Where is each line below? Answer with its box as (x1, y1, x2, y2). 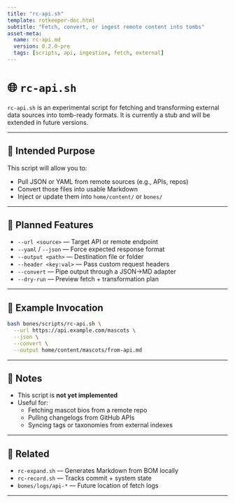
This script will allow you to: (7, 163, 87, 172)
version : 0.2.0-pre (13, 43, 71, 50)
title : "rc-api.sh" (7, 10, 64, 18)
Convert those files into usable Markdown (17, 185, 138, 193)
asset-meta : (7, 29, 42, 37)
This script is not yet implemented (17, 391, 118, 400)
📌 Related (7, 448, 50, 460)
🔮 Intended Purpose (7, 145, 96, 157)
